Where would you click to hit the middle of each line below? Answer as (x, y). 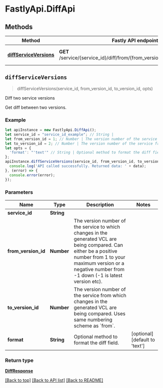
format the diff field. (96, 342)
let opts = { (18, 148)
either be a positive (95, 251)
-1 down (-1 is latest (98, 275)
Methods (19, 27)
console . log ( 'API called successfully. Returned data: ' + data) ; (78, 166)
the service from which (100, 295)
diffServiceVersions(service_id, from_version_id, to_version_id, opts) (85, 88)
